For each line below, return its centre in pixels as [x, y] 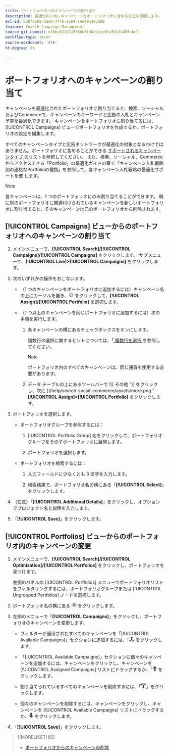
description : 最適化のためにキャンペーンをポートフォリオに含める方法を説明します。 [83, 16]
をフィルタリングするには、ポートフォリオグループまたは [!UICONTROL [87, 589]
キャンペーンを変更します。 [59, 623]
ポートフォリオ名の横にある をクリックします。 [65, 606]
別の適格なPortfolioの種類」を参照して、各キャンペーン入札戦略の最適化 [80, 169]
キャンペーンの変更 [61, 546]
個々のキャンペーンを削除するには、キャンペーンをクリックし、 [86, 704]
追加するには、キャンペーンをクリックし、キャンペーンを [93, 663]
